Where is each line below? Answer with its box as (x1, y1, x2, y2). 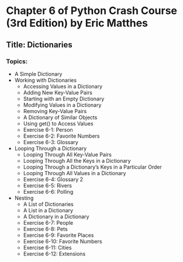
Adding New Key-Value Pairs (23, 89, 92, 96)
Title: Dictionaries (6, 40, 72, 50)
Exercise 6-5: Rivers (23, 182, 72, 189)
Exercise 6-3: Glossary (23, 138, 79, 145)
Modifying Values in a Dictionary (23, 101, 102, 109)
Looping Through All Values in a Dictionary (23, 169, 126, 176)
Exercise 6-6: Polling (23, 188, 74, 195)
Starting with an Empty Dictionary (23, 95, 105, 102)
